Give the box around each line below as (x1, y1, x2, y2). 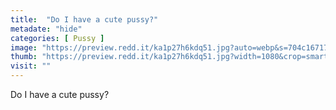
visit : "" (10, 61, 52, 71)
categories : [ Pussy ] (10, 33, 105, 43)
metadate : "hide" (10, 24, 83, 34)
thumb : (10, 52, 38, 62)
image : (10, 42, 38, 53)
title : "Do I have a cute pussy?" (10, 14, 159, 25)
